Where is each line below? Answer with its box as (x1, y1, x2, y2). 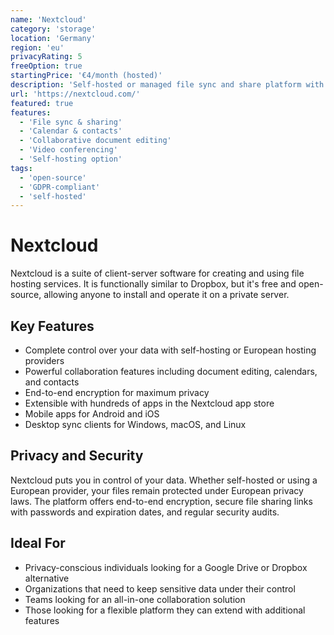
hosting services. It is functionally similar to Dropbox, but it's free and (10, 278, 297, 290)
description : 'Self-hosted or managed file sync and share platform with (10, 80, 325, 90)
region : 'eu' (10, 42, 65, 53)
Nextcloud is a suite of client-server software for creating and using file (10, 267, 305, 280)
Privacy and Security (10, 447, 144, 465)
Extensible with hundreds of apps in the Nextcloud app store (24, 397, 275, 409)
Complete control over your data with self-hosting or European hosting (24, 344, 317, 356)
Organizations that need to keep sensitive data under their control (24, 582, 296, 595)
